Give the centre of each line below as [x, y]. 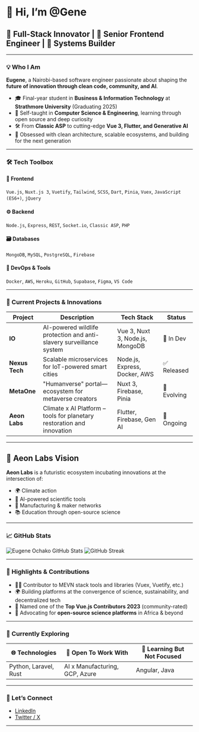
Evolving [175, 395]
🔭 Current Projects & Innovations [54, 302]
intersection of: [25, 479]
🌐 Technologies [34, 653]
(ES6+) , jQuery [24, 198]
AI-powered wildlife [71, 327]
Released [176, 371]
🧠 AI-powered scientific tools [50, 499]
